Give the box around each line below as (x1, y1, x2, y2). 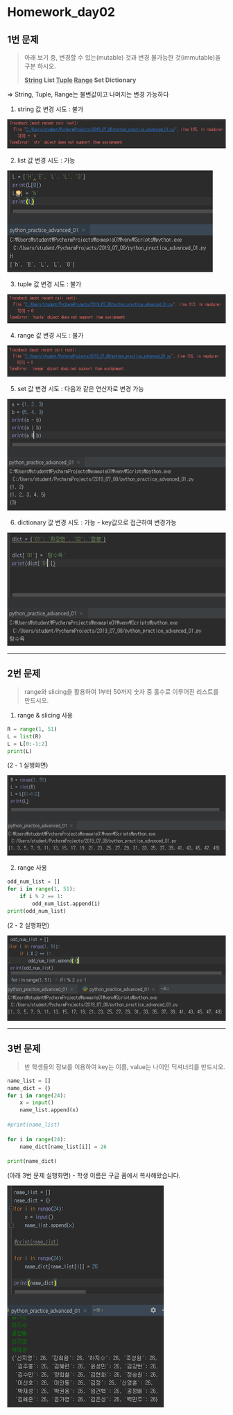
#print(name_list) (7, 1121, 60, 1129)
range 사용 (17, 863, 47, 872)
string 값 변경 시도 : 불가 (17, 105, 84, 113)
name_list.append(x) (19, 1107, 79, 1114)
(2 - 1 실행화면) (7, 761, 49, 770)
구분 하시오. (24, 62, 57, 70)
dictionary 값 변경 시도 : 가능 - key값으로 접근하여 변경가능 (17, 518, 177, 527)
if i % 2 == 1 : (19, 893, 64, 900)
